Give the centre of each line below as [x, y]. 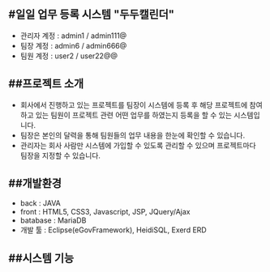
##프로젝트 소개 [46, 84]
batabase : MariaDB [53, 220]
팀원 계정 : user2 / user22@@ [69, 56]
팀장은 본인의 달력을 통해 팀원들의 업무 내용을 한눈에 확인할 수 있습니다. [133, 135]
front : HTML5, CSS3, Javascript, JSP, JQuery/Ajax [105, 212]
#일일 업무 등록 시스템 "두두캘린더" [92, 15]
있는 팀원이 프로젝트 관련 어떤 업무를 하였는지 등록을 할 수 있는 [134, 115]
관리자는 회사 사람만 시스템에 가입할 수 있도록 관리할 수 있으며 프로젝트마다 [138, 145]
